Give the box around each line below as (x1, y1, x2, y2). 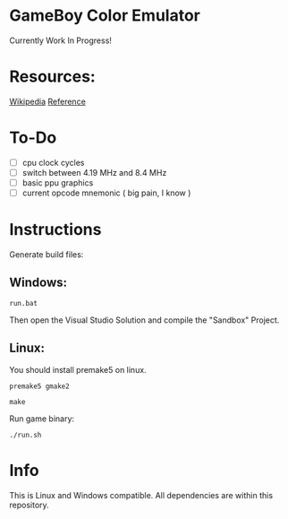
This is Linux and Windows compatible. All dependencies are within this (9, 489, 274, 500)
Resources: (9, 66, 96, 87)
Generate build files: (9, 249, 84, 260)
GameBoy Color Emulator (9, 5, 201, 26)
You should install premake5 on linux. (9, 364, 147, 375)
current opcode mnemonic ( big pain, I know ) (21, 187, 191, 198)
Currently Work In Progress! (9, 35, 112, 46)
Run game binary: (9, 413, 74, 424)
